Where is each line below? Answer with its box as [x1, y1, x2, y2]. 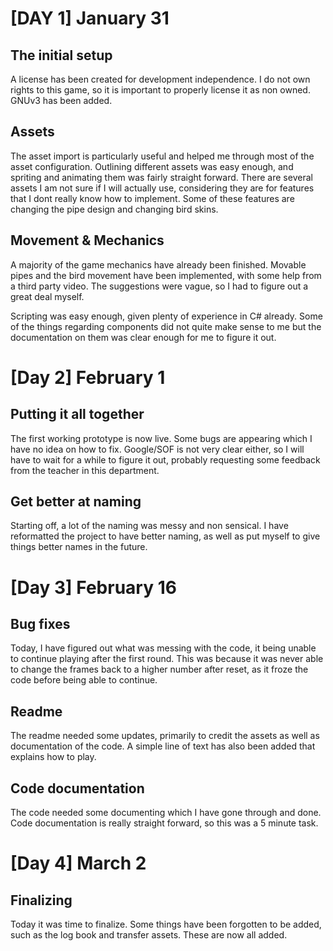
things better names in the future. [10, 541, 148, 553]
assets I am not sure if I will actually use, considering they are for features [10, 182, 315, 194]
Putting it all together [10, 406, 145, 423]
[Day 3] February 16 [10, 576, 177, 599]
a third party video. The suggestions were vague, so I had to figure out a [10, 280, 309, 292]
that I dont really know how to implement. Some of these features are [10, 192, 295, 204]
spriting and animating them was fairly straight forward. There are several [10, 171, 313, 183]
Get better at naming [10, 493, 142, 511]
